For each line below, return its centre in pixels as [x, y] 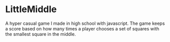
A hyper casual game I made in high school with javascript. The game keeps [85, 23]
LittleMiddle [31, 9]
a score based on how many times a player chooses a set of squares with [82, 28]
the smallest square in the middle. [41, 34]
